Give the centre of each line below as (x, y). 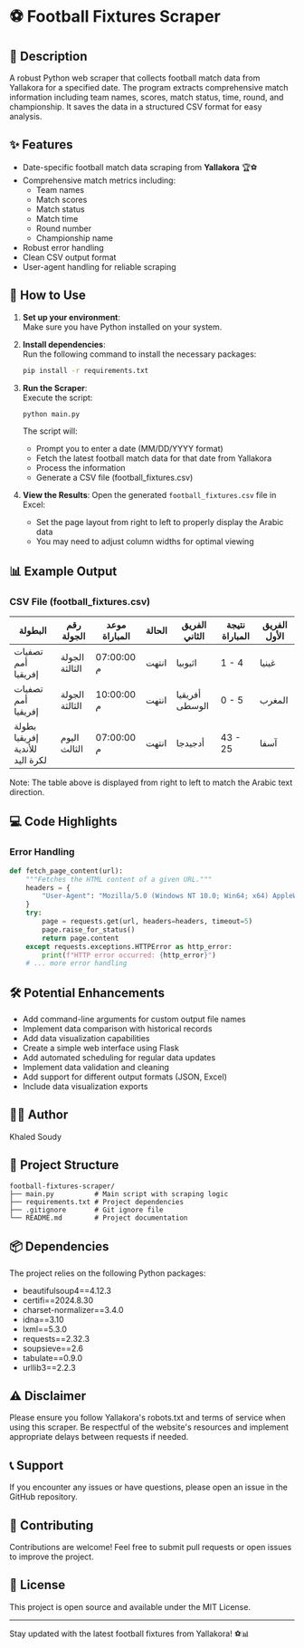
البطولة (33, 631)
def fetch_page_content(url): (66, 871)
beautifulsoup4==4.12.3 (66, 1290)
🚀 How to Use (47, 296)
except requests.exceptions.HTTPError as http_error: (129, 946)
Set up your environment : (71, 317)
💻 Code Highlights (63, 822)
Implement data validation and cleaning (96, 1068)
